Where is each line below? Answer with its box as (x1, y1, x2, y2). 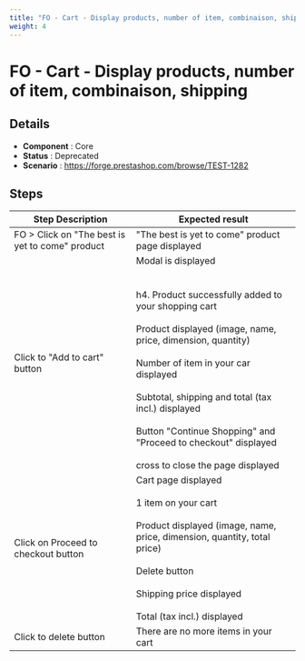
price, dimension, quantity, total (135, 531, 271, 544)
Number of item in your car (135, 356, 251, 369)
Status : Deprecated (22, 150, 100, 161)
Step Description (33, 213, 108, 225)
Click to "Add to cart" (14, 351, 104, 364)
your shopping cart (135, 300, 218, 313)
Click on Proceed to (14, 536, 98, 549)
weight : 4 (9, 22, 47, 31)
